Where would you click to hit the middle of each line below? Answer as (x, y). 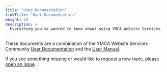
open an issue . (21, 64)
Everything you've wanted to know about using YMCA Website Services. (86, 29)
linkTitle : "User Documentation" (41, 15)
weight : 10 (17, 19)
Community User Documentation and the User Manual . (63, 49)
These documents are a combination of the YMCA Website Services (77, 43)
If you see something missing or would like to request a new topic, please (82, 59)
